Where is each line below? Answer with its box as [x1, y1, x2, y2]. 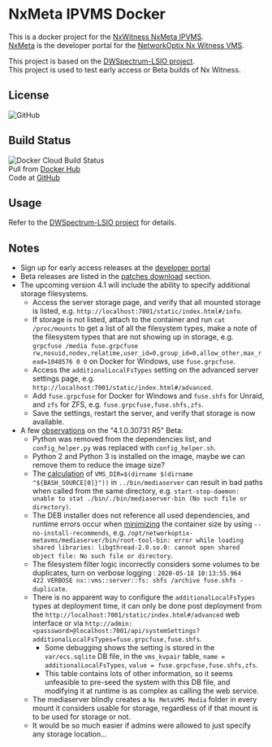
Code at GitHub [8, 173, 61, 182]
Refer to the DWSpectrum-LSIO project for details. [8, 217, 177, 228]
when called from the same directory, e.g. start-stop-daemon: [32, 486, 240, 496]
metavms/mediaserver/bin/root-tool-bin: [32, 536, 171, 545]
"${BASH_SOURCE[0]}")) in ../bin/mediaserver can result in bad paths [32, 478, 263, 487]
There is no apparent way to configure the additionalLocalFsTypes [32, 592, 256, 602]
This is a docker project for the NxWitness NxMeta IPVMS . [8, 32, 205, 41]
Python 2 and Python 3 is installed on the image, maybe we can [32, 452, 245, 461]
